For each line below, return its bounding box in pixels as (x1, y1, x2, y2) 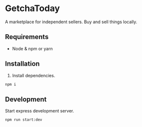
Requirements (5, 33, 49, 41)
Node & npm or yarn (12, 45, 53, 51)
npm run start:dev (5, 117, 42, 122)
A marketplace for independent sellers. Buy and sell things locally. (5, 19, 138, 25)
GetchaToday (5, 3, 60, 14)
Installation (5, 60, 40, 68)
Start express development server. (5, 108, 74, 114)
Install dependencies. (12, 72, 55, 78)
